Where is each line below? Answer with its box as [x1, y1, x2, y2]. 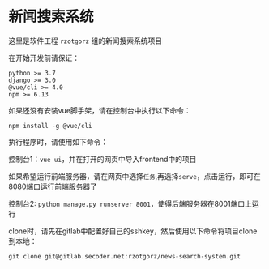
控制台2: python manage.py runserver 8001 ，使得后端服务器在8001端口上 [8, 199, 253, 208]
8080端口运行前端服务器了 [8, 181, 97, 191]
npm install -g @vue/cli [8, 122, 92, 130]
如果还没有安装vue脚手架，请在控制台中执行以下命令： [8, 105, 192, 115]
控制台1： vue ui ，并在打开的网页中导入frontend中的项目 [8, 154, 197, 164]
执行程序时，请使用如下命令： [8, 137, 108, 147]
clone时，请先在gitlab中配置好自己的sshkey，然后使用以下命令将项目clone [8, 226, 258, 236]
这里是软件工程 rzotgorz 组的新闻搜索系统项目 [8, 36, 163, 45]
